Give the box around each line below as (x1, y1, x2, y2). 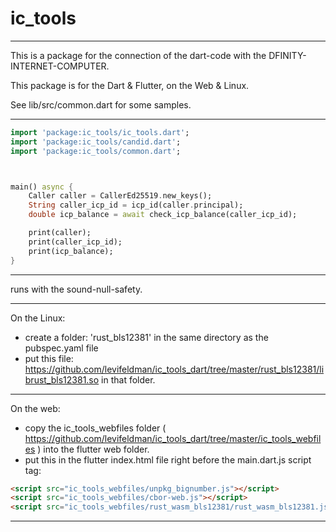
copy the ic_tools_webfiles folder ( (24, 422, 167, 434)
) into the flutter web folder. (37, 443, 150, 455)
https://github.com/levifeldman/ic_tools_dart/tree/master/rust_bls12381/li (24, 363, 325, 375)
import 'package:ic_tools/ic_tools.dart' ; (10, 127, 190, 137)
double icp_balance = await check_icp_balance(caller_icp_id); (28, 210, 298, 220)
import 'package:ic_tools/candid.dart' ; (10, 137, 182, 147)
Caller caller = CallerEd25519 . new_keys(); (28, 191, 213, 201)
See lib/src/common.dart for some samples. (10, 98, 192, 111)
